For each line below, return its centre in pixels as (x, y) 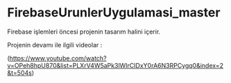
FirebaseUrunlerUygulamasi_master (114, 13)
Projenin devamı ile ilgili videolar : (55, 45)
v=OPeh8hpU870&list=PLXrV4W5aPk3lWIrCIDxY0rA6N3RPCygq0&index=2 (115, 65)
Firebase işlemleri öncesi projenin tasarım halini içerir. (84, 32)
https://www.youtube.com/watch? (58, 58)
